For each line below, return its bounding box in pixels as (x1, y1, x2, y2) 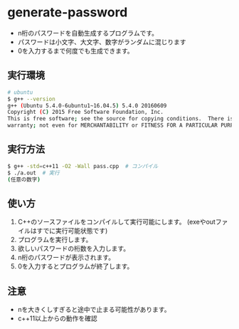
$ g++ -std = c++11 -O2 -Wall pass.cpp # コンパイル (7, 162, 159, 169)
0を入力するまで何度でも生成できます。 (17, 46, 134, 55)
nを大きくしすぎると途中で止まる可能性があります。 (17, 305, 171, 314)
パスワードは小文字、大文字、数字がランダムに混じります (17, 37, 186, 46)
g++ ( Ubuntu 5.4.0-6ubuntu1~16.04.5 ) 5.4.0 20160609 (7, 102, 167, 109)
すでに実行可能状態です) (36, 226, 108, 235)
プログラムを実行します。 (17, 236, 92, 244)
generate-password (7, 4, 128, 21)
